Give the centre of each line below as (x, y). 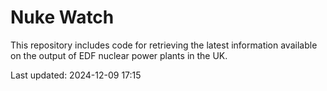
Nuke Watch (62, 17)
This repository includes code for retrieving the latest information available (164, 45)
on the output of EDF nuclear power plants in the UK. (119, 55)
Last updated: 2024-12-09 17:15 (76, 75)
